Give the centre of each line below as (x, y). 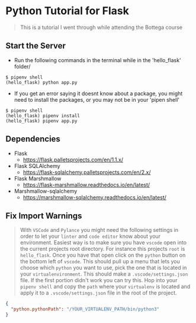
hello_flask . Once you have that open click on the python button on (103, 255)
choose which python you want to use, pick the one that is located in (103, 268)
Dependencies (33, 139)
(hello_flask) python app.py (41, 82)
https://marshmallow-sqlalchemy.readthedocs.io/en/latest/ (95, 197)
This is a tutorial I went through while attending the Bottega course (101, 27)
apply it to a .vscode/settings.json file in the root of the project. (98, 293)
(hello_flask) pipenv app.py (41, 121)
